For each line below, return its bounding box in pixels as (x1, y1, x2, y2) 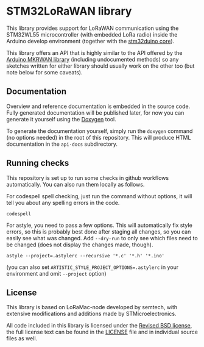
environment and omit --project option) (6, 270, 107, 277)
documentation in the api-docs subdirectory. (6, 140, 118, 148)
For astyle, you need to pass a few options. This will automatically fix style (6, 221, 193, 229)
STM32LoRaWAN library (6, 4, 132, 18)
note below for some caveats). (6, 68, 83, 76)
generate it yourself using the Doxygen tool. (6, 115, 117, 123)
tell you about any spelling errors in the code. (6, 199, 120, 206)
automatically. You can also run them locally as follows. (6, 181, 145, 188)
